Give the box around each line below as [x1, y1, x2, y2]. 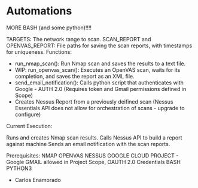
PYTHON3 [6, 165, 32, 172]
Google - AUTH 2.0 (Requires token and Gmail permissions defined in [14, 85, 187, 92]
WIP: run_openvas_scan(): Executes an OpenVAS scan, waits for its [14, 66, 181, 73]
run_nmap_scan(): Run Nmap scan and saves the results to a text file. [14, 60, 186, 67]
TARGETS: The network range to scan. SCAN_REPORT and [6, 35, 151, 43]
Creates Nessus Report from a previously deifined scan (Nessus [14, 98, 173, 105]
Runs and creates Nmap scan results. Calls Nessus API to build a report [6, 134, 182, 141]
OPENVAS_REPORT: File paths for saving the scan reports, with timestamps [6, 42, 193, 49]
